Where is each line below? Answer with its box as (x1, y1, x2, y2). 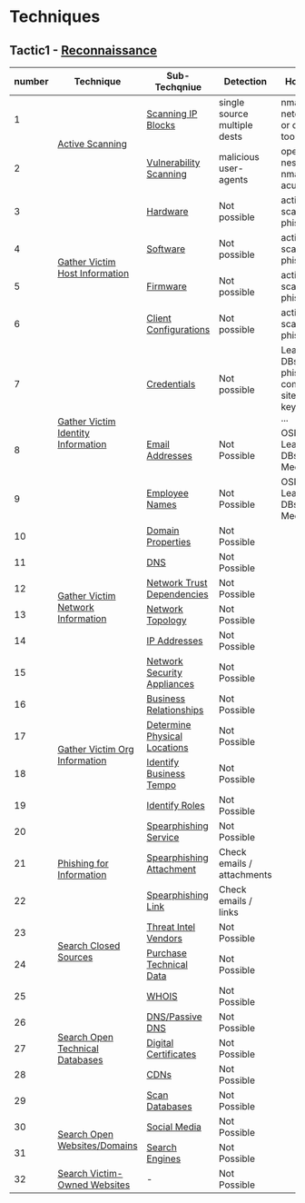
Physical (146, 730, 183, 742)
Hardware (146, 205, 189, 217)
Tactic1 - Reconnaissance (9, 43, 157, 58)
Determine (146, 719, 192, 731)
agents (219, 174, 249, 185)
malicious (219, 151, 261, 163)
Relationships (146, 704, 204, 716)
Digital (146, 1037, 174, 1049)
